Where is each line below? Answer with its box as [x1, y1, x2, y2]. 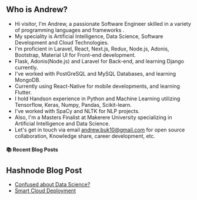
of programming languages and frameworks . [14, 26, 125, 33]
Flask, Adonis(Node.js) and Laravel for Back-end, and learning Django [14, 57, 184, 65]
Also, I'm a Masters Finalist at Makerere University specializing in [14, 114, 172, 121]
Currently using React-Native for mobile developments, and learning [14, 82, 181, 90]
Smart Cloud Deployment [14, 187, 76, 194]
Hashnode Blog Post [6, 165, 82, 175]
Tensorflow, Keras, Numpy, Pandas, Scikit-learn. [14, 101, 132, 108]
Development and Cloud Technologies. [14, 39, 109, 46]
